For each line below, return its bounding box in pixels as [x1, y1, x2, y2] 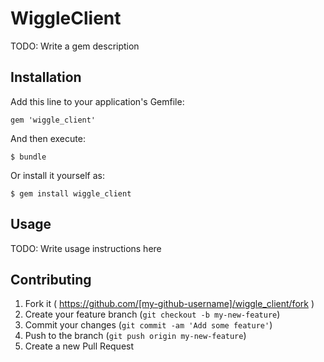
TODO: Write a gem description [10, 40, 140, 52]
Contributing [10, 271, 92, 288]
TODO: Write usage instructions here [10, 242, 162, 254]
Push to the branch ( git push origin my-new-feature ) [24, 330, 247, 342]
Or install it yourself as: [10, 169, 105, 181]
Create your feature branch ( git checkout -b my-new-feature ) [24, 308, 281, 321]
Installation [10, 69, 82, 86]
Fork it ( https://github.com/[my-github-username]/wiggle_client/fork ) [24, 298, 315, 310]
